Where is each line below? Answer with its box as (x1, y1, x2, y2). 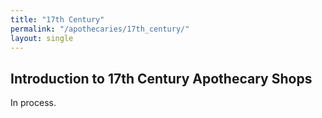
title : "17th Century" (10, 14, 105, 25)
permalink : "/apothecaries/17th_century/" (10, 24, 190, 34)
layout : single (10, 33, 74, 43)
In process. (10, 97, 57, 109)
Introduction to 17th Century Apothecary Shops (10, 70, 313, 87)
